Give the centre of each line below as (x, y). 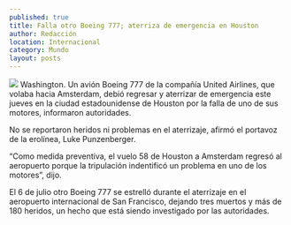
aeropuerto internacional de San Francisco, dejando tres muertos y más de (145, 201)
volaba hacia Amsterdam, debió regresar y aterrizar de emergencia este (140, 94)
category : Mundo (39, 50)
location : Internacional (55, 42)
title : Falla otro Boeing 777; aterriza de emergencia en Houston (134, 26)
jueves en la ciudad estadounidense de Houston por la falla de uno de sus (144, 103)
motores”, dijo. (35, 175)
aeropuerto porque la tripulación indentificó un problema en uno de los (138, 165)
